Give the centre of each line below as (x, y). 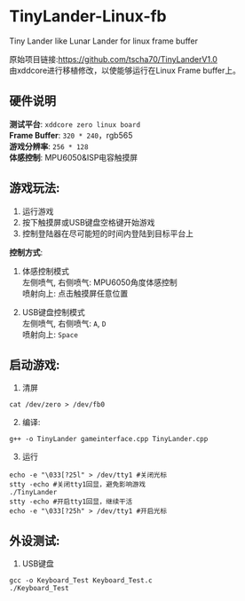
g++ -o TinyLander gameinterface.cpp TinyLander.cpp (109, 439)
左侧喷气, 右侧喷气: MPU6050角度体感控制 (99, 282)
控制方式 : (26, 252)
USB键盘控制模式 (54, 312)
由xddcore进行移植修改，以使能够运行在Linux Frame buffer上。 (125, 70)
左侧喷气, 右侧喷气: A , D (64, 323)
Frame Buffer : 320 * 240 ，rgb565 (71, 135)
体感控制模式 (45, 271)
